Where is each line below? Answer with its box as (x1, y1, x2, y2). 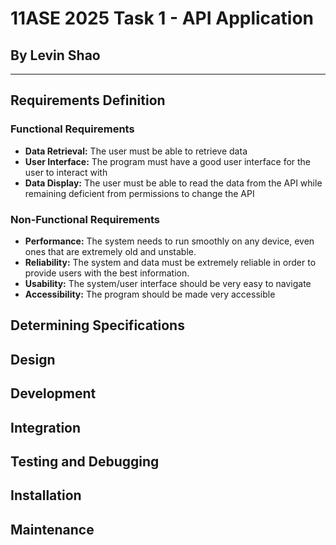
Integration (10, 419, 82, 436)
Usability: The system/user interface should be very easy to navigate (24, 277, 312, 289)
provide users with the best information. (24, 267, 190, 279)
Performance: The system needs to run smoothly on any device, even (24, 235, 315, 247)
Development (10, 385, 97, 402)
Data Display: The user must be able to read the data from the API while (24, 177, 323, 189)
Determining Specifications (10, 317, 185, 334)
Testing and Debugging (10, 453, 160, 470)
